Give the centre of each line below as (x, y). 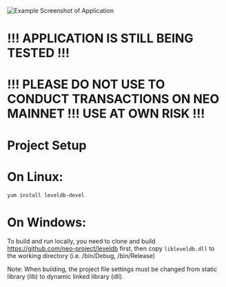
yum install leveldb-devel (46, 195)
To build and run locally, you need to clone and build (81, 242)
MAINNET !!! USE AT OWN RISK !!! (106, 114)
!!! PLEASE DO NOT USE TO (86, 84)
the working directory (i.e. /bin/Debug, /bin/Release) (81, 256)
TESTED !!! (39, 53)
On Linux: (35, 177)
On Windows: (47, 222)
